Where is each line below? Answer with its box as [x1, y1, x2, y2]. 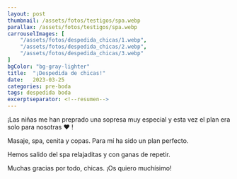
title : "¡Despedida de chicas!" [7, 69, 106, 76]
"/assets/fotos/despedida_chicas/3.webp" [20, 50, 144, 57]
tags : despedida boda [7, 89, 71, 96]
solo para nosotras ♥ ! [7, 123, 74, 131]
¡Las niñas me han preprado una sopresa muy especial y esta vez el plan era [7, 115, 231, 124]
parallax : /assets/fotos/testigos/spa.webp [7, 23, 138, 30]
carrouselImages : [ [7, 30, 65, 37]
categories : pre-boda [7, 83, 71, 90]
